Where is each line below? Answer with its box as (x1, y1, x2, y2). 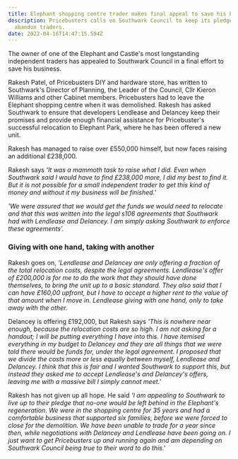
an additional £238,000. (8, 152, 78, 161)
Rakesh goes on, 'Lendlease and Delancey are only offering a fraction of (8, 258, 220, 267)
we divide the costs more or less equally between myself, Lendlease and (8, 354, 220, 363)
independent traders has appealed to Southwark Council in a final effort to (8, 57, 225, 66)
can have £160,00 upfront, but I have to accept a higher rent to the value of (8, 288, 228, 297)
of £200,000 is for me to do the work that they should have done (8, 273, 197, 281)
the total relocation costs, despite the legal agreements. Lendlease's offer (8, 266, 223, 274)
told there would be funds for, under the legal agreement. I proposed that (8, 347, 221, 356)
